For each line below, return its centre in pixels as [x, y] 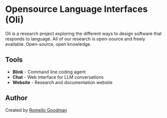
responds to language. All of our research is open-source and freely [75, 39]
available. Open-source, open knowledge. [48, 44]
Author [16, 98]
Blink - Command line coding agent [49, 72]
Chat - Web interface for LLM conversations [58, 77]
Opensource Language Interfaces [76, 9]
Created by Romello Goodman [36, 110]
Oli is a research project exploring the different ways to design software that [83, 33]
